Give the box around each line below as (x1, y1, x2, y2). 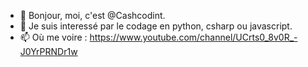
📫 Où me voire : (19, 31, 88, 43)
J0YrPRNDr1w (19, 46, 78, 57)
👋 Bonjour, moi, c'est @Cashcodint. (19, 10, 166, 21)
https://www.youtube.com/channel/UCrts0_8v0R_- (89, 31, 298, 43)
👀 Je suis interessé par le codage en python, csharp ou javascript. (19, 20, 293, 32)
